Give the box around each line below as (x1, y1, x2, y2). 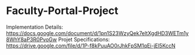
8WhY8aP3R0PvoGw (6, 36, 57, 43)
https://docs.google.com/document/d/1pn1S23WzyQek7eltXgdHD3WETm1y (6, 29, 189, 36)
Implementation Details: (6, 23, 63, 30)
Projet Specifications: (58, 36, 110, 43)
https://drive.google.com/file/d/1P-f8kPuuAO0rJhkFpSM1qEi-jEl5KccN (6, 42, 176, 49)
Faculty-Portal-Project (6, 4, 119, 18)
